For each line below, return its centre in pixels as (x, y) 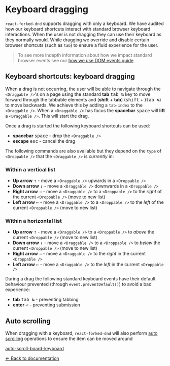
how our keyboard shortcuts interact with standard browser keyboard (78, 29)
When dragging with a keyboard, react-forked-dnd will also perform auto (81, 333)
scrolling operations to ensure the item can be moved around (69, 339)
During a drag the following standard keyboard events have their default (80, 279)
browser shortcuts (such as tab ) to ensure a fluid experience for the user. (82, 45)
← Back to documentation (32, 358)
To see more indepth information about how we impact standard (85, 55)
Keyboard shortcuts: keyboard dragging (70, 77)
